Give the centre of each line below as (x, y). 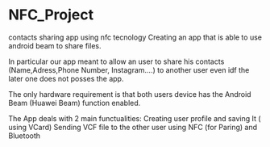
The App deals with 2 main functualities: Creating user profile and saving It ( (135, 118)
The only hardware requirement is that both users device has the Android (130, 94)
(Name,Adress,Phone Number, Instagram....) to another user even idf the (129, 69)
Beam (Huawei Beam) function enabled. (75, 103)
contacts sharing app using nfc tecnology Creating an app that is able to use (135, 37)
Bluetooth (25, 136)
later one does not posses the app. (66, 78)
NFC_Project (51, 15)
